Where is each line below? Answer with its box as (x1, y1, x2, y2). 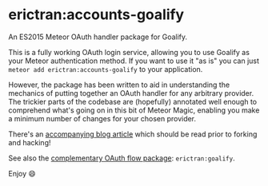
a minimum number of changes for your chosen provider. (8, 113, 197, 123)
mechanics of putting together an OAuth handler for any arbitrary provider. (8, 88, 254, 97)
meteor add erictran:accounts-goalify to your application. (8, 64, 203, 73)
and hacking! (8, 137, 51, 147)
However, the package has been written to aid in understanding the (8, 80, 230, 89)
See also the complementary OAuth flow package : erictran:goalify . (8, 153, 235, 163)
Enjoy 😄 (8, 168, 36, 178)
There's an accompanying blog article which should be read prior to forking (8, 129, 258, 139)
